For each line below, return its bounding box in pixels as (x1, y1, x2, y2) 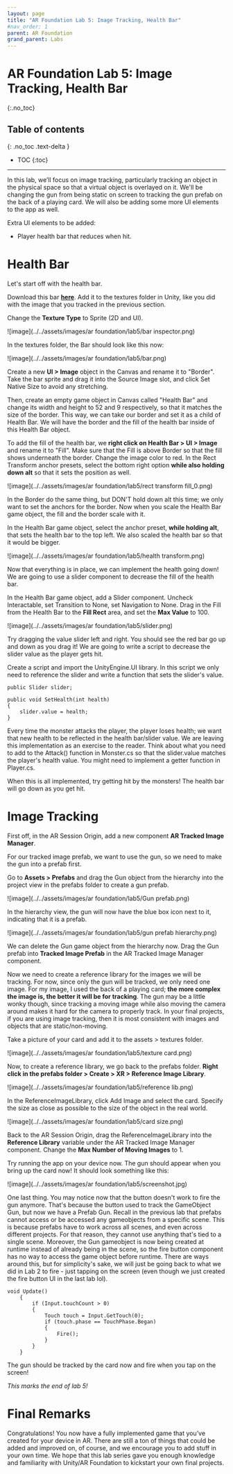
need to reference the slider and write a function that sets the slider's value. (7, 670, 224, 679)
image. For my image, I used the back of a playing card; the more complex (7, 984, 221, 993)
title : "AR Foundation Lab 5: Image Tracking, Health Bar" (7, 17, 182, 24)
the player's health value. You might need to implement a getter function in (7, 756, 221, 764)
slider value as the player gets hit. (7, 649, 104, 658)
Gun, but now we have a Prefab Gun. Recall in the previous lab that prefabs (7, 1208, 222, 1216)
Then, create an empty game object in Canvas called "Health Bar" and (7, 395, 208, 404)
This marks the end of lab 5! (7, 1382, 88, 1390)
